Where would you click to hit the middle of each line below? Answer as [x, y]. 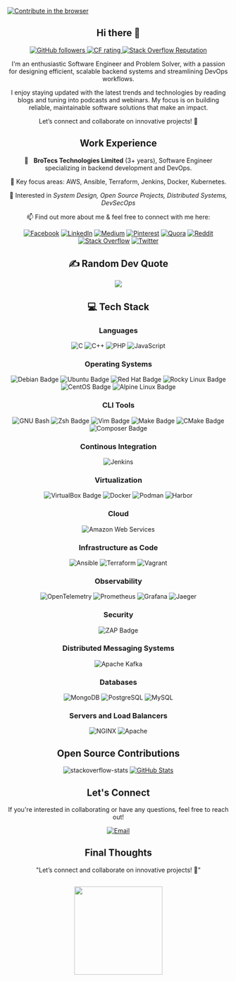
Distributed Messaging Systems [118, 648]
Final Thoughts [118, 853]
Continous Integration [118, 446]
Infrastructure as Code [118, 547]
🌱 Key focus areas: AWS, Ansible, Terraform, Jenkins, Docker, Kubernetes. [118, 181]
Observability [118, 581]
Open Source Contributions [118, 753]
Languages [118, 330]
